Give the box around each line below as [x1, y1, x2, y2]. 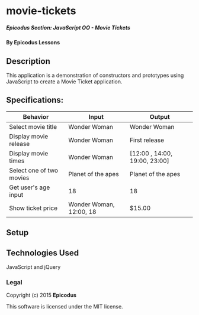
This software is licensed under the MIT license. [6, 303, 123, 310]
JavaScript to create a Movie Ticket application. [6, 78, 123, 85]
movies [9, 173, 30, 181]
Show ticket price [9, 204, 58, 212]
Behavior [23, 112, 49, 121]
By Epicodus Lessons [6, 39, 60, 46]
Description [6, 56, 50, 66]
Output [149, 112, 170, 121]
